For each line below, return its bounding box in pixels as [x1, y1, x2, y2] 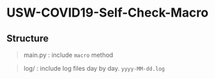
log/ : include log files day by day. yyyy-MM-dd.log [23, 64, 165, 72]
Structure [6, 33, 49, 44]
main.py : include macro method [23, 51, 114, 59]
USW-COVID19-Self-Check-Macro [6, 5, 209, 21]
